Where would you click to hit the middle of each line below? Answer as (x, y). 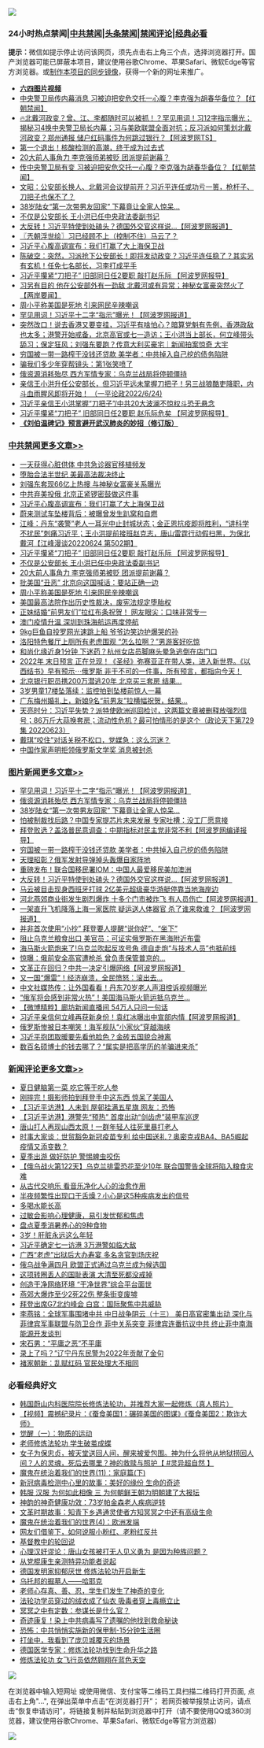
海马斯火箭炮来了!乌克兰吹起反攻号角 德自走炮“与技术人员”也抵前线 (128, 948)
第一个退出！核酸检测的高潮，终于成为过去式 (92, 148)
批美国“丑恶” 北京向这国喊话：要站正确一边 (89, 582)
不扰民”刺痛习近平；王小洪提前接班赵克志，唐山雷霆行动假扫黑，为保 (131, 533)
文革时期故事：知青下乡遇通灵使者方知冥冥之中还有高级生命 (116, 1513)
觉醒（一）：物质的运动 (56, 1434)
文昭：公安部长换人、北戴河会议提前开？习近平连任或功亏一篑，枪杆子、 (136, 187)
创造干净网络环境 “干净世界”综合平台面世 (86, 1284)
